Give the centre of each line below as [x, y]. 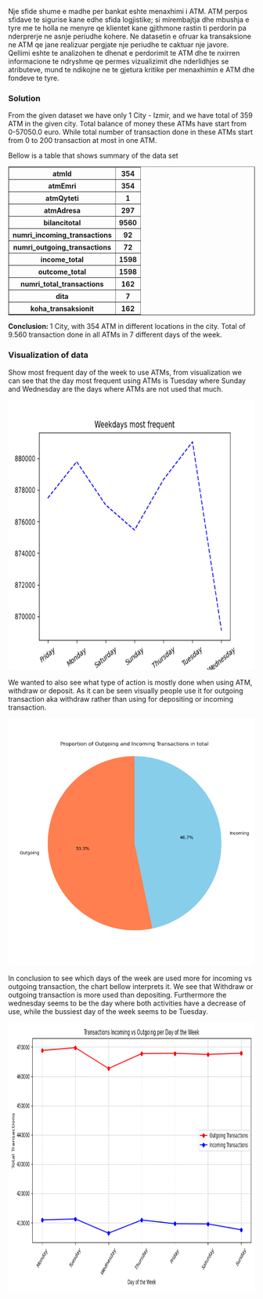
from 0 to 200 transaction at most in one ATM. [83, 140]
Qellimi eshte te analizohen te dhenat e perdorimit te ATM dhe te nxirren [124, 53]
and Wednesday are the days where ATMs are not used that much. [115, 389]
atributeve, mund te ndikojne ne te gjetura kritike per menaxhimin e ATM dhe [131, 69]
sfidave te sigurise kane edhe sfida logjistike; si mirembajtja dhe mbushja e [129, 20]
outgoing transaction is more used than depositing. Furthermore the [117, 994]
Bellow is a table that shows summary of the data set [93, 155]
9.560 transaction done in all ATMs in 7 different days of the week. [115, 335]
